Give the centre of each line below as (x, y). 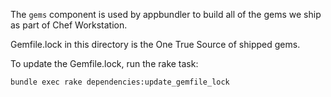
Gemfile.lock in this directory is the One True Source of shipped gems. (155, 44)
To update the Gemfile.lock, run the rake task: (104, 63)
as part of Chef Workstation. (69, 25)
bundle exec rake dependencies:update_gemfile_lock (120, 82)
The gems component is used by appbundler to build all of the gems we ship (166, 14)
